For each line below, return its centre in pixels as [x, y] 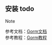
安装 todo [20, 9]
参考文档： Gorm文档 [26, 31]
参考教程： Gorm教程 [26, 37]
